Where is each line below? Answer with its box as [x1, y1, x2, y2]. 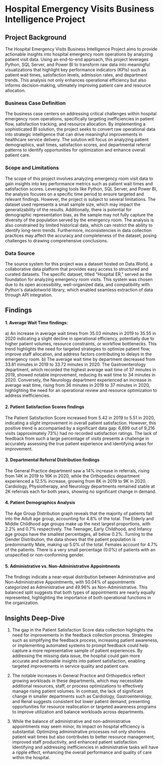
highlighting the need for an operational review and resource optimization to [5, 388, 157, 393]
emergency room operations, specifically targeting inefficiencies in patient [5, 116, 154, 122]
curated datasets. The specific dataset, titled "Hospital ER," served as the [5, 271, 152, 277]
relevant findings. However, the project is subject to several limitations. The [5, 196, 156, 202]
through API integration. [5, 292, 53, 298]
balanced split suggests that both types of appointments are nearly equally [5, 589, 156, 595]
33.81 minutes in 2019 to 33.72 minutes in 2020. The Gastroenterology [5, 362, 146, 368]
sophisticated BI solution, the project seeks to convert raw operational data [5, 126, 156, 132]
